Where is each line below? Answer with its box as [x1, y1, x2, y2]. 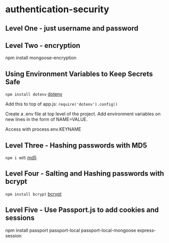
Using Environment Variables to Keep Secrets [5, 69, 153, 78]
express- [137, 227, 156, 233]
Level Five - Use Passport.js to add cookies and [5, 206, 159, 214]
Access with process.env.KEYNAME [5, 126, 82, 132]
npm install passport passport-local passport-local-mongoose [5, 227, 136, 233]
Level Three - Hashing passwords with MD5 [5, 141, 147, 150]
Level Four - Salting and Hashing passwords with [5, 169, 164, 178]
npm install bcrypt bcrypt [5, 190, 62, 197]
